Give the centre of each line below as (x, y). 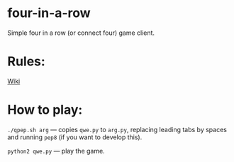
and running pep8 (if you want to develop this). (75, 137)
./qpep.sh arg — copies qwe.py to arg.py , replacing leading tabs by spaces (117, 129)
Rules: (27, 61)
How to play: (45, 110)
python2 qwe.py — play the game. (56, 151)
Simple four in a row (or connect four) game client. (81, 33)
